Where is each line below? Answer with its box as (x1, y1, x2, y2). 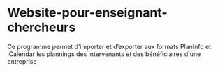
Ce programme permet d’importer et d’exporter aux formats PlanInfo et (7, 42, 212, 51)
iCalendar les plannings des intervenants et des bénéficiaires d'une (7, 50, 201, 58)
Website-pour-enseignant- (7, 5, 168, 21)
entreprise (7, 57, 37, 65)
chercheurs (7, 19, 76, 35)
